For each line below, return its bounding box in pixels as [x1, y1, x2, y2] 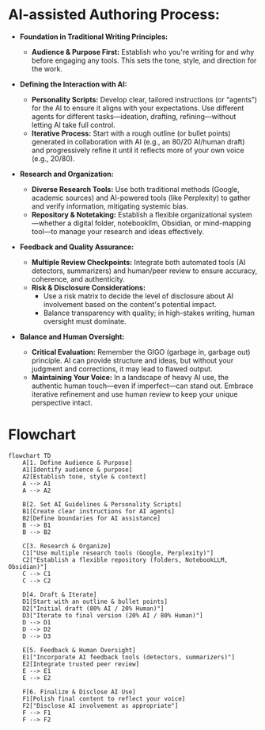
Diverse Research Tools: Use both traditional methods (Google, [31, 184, 240, 194]
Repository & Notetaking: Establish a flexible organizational [31, 209, 227, 219]
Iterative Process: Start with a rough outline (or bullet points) [31, 129, 231, 138]
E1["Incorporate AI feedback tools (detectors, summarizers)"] [22, 653, 236, 661]
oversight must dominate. [43, 316, 127, 326]
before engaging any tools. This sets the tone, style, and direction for [31, 56, 257, 65]
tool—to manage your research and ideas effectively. [31, 226, 204, 236]
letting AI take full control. [31, 120, 116, 129]
